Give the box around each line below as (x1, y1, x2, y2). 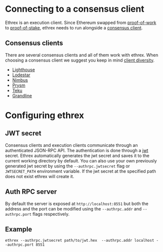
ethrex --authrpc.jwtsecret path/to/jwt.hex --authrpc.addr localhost (5, 238, 154, 243)
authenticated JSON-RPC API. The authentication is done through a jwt (5, 147, 148, 153)
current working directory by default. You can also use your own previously (5, 158, 157, 163)
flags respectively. (32, 211, 70, 217)
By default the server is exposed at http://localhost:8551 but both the (5, 201, 148, 206)
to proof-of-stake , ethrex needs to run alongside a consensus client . (5, 24, 143, 30)
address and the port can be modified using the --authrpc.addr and (5, 206, 142, 211)
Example (5, 225, 32, 233)
